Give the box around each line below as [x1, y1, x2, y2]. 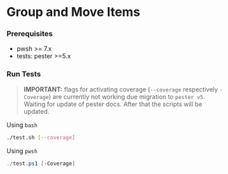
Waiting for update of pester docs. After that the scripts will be [23, 100, 203, 108]
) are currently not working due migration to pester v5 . [49, 92, 206, 101]
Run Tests [6, 69, 41, 79]
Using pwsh [6, 146, 38, 155]
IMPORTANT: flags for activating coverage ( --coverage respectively [23, 85, 218, 94]
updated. [23, 107, 50, 115]
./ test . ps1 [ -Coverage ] [6, 160, 76, 167]
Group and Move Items [6, 4, 140, 20]
